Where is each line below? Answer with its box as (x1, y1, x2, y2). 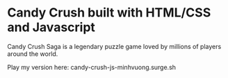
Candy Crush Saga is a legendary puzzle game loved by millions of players (7, 42, 222, 50)
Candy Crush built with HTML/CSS (7, 5, 211, 21)
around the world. (7, 50, 58, 58)
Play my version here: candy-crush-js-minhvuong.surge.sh (7, 63, 176, 71)
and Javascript (7, 19, 96, 35)
